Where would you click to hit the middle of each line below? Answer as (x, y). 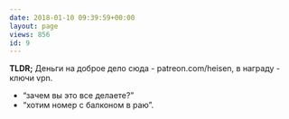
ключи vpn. (31, 78)
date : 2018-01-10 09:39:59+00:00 (72, 18)
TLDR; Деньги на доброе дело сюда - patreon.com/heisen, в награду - (144, 69)
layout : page (34, 26)
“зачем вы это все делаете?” (78, 96)
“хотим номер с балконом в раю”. (88, 105)
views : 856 (30, 34)
